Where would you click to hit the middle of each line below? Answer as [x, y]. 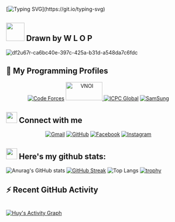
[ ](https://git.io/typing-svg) [56, 9]
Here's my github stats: [62, 156]
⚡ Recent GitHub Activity [52, 189]
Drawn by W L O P [59, 38]
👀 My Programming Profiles [57, 71]
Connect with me [51, 120]
